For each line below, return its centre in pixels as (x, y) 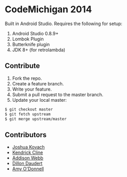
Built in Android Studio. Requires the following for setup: (64, 24)
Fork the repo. (27, 78)
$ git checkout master (29, 109)
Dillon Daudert (27, 163)
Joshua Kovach (28, 147)
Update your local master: (39, 100)
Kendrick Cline (28, 152)
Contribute (22, 66)
